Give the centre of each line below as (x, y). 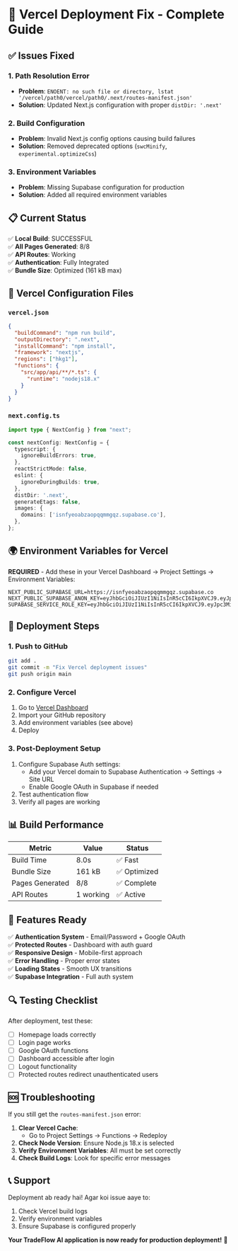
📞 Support (29, 1181)
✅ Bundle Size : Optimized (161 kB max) (65, 270)
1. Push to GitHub (38, 646)
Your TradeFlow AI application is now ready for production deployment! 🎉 (118, 1240)
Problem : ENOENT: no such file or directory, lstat (96, 91)
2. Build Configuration (47, 123)
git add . (23, 661)
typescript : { (35, 449)
